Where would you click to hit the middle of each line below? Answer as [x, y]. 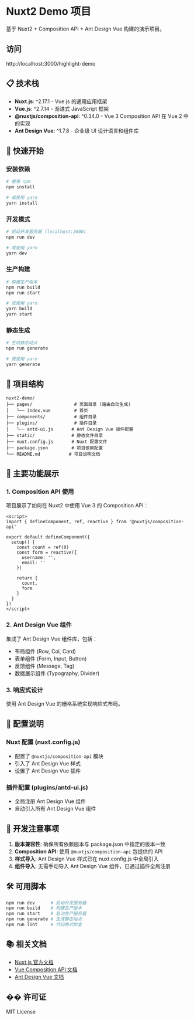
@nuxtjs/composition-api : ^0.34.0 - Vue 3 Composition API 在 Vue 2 [98, 116]
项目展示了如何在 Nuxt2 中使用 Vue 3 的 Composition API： [77, 506]
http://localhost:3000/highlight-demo [51, 63]
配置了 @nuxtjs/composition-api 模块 [59, 756]
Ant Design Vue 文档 [39, 977]
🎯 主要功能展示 [33, 474]
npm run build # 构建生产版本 [44, 908]
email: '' [33, 563]
